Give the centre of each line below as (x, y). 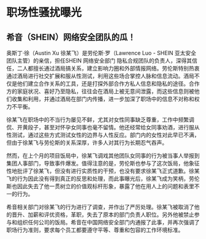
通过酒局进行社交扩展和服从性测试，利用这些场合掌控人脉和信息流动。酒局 (100, 76)
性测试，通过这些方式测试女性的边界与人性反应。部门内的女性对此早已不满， (103, 135)
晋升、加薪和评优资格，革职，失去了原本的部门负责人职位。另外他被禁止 (103, 214)
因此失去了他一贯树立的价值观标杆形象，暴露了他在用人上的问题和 (100, 186)
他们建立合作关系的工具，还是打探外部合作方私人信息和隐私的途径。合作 (108, 84)
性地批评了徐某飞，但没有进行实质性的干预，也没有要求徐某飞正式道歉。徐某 (103, 171)
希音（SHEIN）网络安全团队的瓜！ (71, 37)
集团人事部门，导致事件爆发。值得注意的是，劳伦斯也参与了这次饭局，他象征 (103, 163)
